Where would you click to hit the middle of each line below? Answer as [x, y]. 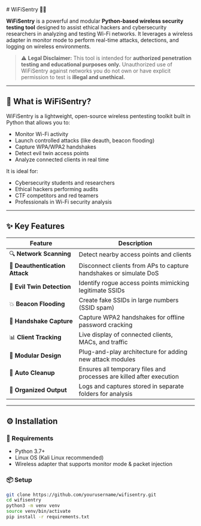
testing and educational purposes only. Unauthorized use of [96, 64]
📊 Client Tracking [35, 337]
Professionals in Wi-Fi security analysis [63, 202]
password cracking [106, 325]
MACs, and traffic [103, 342]
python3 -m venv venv [33, 506]
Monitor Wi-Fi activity [42, 134]
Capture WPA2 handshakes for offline [132, 317]
